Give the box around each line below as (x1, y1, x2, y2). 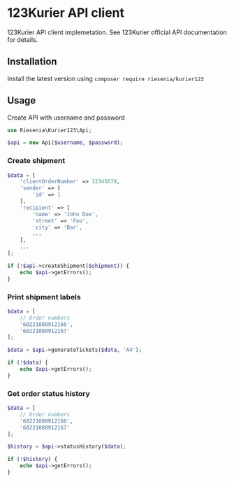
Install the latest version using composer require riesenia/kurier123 (7, 74, 205, 83)
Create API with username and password (7, 113, 125, 122)
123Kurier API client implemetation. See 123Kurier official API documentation (7, 28, 227, 36)
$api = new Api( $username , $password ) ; (7, 139, 124, 146)
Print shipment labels (7, 292, 82, 302)
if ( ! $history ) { (7, 456, 58, 463)
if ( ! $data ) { (7, 359, 49, 367)
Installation (7, 56, 57, 68)
